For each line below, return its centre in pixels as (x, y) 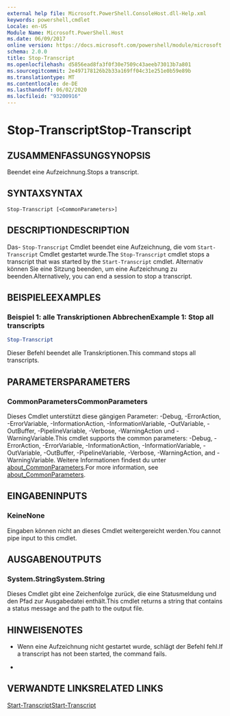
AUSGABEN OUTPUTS (54, 559)
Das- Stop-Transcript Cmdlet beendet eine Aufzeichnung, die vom (102, 247)
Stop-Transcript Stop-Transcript (99, 130)
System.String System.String (56, 579)
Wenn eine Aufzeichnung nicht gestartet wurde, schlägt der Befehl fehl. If (120, 647)
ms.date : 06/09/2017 (37, 39)
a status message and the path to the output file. (76, 608)
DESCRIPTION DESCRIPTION (68, 230)
